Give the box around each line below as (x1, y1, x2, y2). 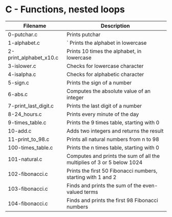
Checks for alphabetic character (66, 70, 144, 78)
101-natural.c (8, 155, 42, 162)
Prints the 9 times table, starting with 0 (66, 119, 160, 126)
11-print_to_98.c (8, 135, 50, 142)
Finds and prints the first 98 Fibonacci (66, 196, 159, 204)
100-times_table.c (8, 144, 53, 151)
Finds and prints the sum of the (66, 182, 142, 189)
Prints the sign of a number (66, 79, 132, 86)
